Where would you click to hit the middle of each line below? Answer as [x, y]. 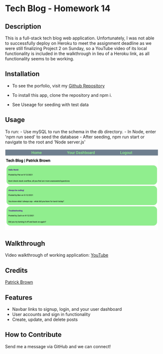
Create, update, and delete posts [45, 319]
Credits [16, 270]
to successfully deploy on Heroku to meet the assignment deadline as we [78, 43]
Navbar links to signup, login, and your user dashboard [67, 309]
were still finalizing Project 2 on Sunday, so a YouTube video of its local [76, 48]
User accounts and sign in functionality [51, 315]
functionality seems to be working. [40, 59]
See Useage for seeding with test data [50, 105]
